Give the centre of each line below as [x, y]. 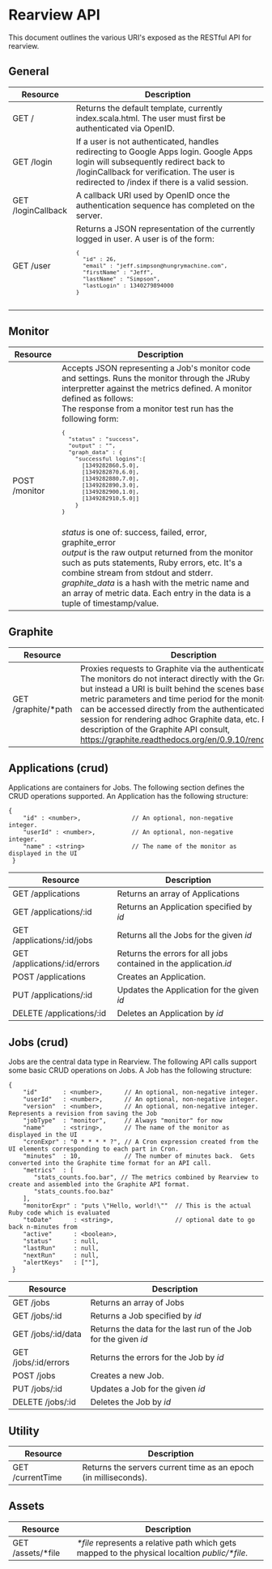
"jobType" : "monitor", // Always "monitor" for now [123, 1121]
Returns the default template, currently [149, 108]
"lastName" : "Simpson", [121, 279]
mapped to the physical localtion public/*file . [162, 1553]
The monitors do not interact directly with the [166, 679]
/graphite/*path [42, 709]
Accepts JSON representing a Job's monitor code [156, 368]
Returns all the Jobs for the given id [185, 936]
